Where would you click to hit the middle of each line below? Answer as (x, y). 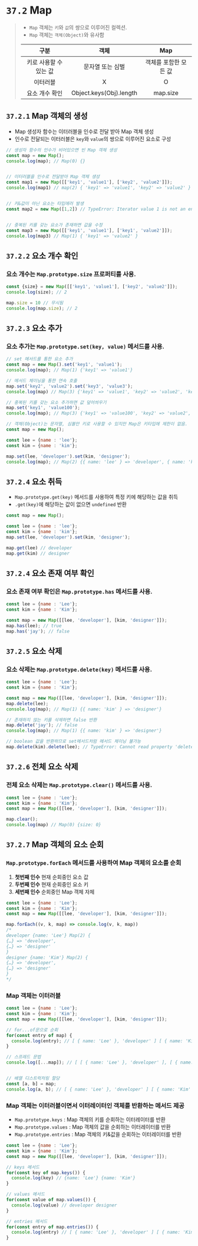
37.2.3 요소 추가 (34, 328)
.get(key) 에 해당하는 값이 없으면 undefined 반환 (70, 504)
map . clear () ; (22, 819)
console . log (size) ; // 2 (37, 292)
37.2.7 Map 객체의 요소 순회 (55, 845)
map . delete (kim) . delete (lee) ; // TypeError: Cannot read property (89, 747)
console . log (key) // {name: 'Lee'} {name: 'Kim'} (73, 1178)
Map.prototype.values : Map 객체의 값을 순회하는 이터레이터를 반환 (93, 1127)
